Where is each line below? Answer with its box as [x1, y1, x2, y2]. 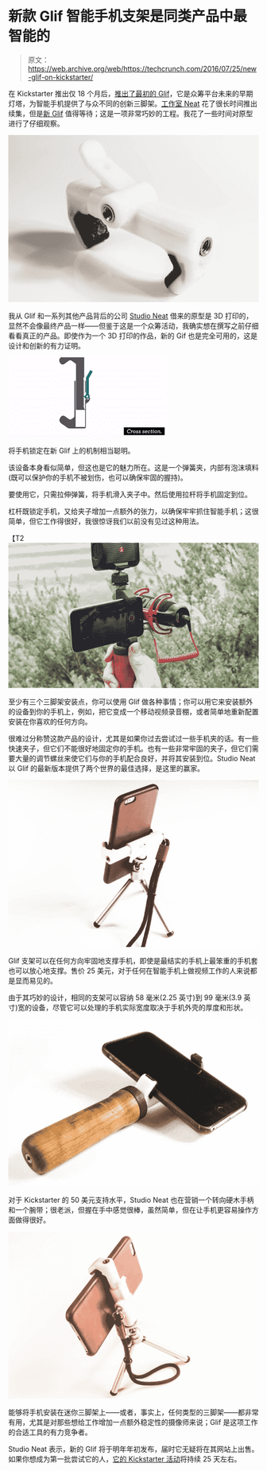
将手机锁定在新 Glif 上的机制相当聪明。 [8, 446, 135, 455]
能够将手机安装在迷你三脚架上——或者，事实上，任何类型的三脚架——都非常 [8, 1407, 259, 1417]
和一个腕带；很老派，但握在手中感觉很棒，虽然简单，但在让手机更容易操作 [8, 1204, 252, 1214]
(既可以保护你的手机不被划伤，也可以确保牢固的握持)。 [8, 473, 188, 482]
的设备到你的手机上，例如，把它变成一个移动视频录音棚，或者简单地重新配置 [8, 707, 259, 717]
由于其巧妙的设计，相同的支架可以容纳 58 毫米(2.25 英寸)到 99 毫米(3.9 [8, 993, 242, 1002]
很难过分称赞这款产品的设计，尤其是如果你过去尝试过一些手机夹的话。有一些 [8, 734, 259, 744]
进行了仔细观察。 [8, 119, 64, 128]
